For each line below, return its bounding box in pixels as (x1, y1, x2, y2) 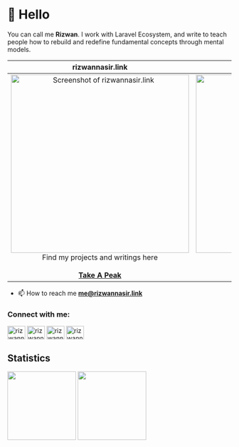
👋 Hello (7, 6, 50, 23)
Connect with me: (7, 309, 70, 319)
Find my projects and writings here (42, 252, 158, 262)
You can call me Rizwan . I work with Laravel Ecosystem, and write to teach (7, 30, 228, 38)
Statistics (7, 352, 51, 364)
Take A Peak (78, 270, 122, 280)
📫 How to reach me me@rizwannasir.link (17, 289, 143, 297)
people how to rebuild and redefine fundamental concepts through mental (7, 37, 224, 46)
